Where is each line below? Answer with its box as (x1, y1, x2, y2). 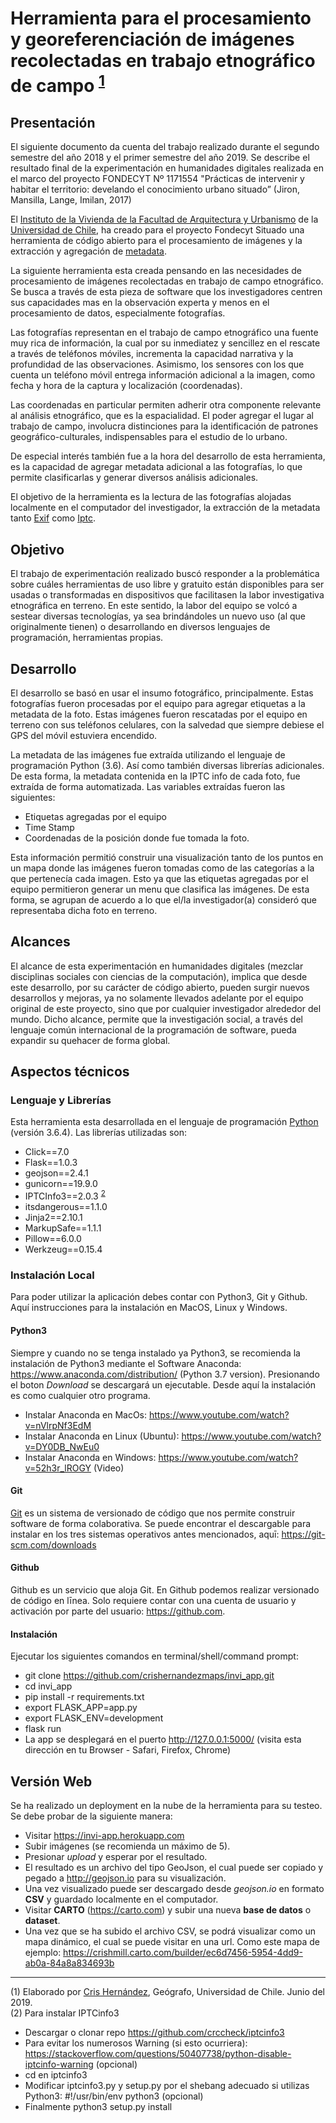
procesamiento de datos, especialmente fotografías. (10, 307, 226, 319)
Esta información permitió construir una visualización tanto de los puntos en (10, 851, 324, 863)
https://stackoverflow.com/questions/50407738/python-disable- (24, 2048, 292, 2060)
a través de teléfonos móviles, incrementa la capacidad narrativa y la (10, 348, 294, 360)
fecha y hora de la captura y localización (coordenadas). (10, 380, 243, 392)
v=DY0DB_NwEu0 (24, 1440, 100, 1452)
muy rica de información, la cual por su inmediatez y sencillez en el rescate (10, 337, 321, 349)
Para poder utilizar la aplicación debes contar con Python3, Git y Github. (10, 1291, 308, 1303)
